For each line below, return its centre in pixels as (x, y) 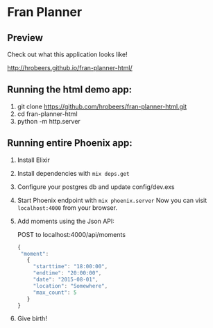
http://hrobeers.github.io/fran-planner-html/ (70, 68)
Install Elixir (33, 160)
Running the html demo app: (70, 90)
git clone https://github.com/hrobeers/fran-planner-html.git (102, 106)
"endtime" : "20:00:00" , (67, 273)
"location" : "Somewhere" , (70, 286)
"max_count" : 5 (55, 293)
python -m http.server (49, 121)
